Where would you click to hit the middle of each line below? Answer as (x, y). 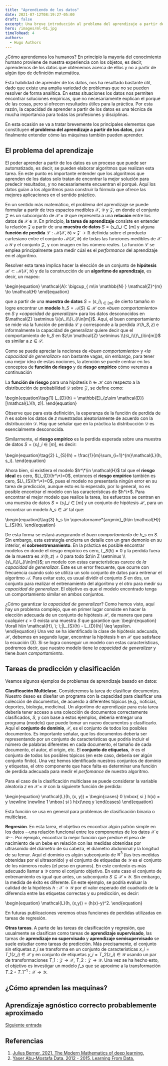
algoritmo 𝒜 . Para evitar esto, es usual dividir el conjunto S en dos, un (77, 578)
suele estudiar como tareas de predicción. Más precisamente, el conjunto (81, 944)
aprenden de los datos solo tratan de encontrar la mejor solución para (77, 179)
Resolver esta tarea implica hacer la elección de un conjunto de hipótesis (81, 265)
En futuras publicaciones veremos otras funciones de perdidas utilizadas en (83, 913)
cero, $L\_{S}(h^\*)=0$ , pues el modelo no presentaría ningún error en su (81, 481)
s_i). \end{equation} (26, 461)
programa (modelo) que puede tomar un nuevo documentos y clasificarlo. (81, 722)
